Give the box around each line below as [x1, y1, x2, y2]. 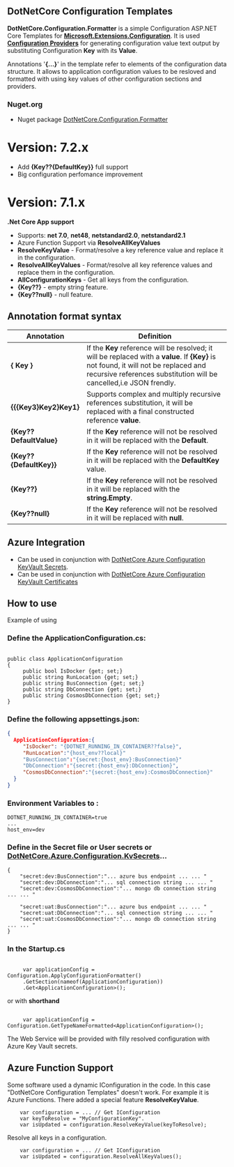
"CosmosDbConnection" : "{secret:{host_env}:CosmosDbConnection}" [22, 769, 214, 776]
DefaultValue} [10, 435, 58, 445]
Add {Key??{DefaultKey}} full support [17, 163, 129, 171]
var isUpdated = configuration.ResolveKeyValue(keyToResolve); [19, 1121, 208, 1128]
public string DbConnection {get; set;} [22, 686, 141, 693]
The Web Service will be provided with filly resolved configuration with [7, 1035, 210, 1043]
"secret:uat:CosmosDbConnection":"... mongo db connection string [19, 916, 217, 923]
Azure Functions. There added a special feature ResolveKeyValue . [7, 1095, 199, 1104]
